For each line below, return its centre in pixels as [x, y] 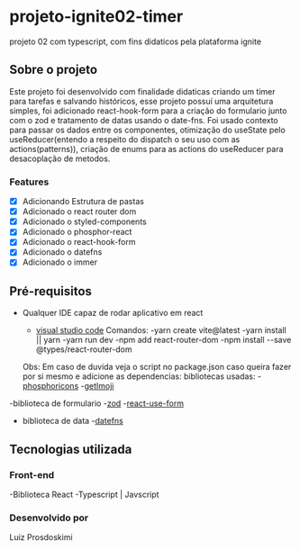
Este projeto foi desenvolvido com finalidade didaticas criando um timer [142, 91]
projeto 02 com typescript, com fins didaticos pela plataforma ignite [136, 41]
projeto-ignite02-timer [96, 17]
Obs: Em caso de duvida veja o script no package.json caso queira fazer [157, 367]
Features [29, 182]
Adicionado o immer [59, 262]
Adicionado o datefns [62, 252]
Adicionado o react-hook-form [79, 242]
